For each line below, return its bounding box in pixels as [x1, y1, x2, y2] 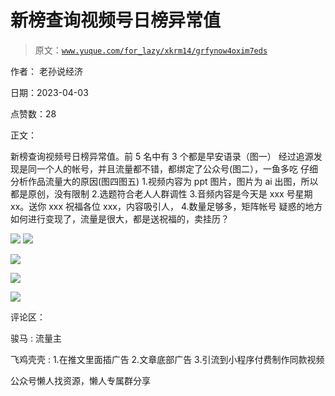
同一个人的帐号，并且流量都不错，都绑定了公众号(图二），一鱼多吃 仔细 [27, 162, 319, 175]
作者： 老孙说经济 [10, 65, 83, 77]
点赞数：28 [10, 107, 57, 120]
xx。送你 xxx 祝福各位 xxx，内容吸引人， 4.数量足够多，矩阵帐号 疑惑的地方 [10, 200, 323, 212]
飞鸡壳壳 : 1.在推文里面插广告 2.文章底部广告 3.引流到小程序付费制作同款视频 [10, 353, 325, 365]
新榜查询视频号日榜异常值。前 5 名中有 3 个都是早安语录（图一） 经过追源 [10, 150, 314, 162]
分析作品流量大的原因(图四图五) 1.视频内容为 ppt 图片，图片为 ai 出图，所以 [10, 175, 319, 187]
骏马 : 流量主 [10, 332, 62, 344]
